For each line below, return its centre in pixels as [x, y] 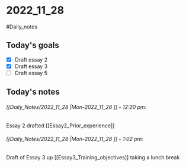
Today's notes [33, 92]
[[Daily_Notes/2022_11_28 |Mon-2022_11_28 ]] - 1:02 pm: [75, 139]
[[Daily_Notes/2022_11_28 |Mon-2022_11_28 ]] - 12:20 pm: [76, 107]
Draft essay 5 [31, 73]
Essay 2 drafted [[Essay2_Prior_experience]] [60, 126]
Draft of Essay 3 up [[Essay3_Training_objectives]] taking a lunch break [93, 157]
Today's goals [33, 45]
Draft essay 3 [31, 66]
